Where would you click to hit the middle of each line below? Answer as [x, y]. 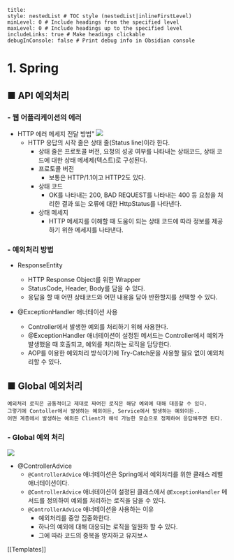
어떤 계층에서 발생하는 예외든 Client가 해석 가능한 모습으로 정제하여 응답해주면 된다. [115, 418]
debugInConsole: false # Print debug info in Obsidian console [101, 40]
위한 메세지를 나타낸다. [93, 230]
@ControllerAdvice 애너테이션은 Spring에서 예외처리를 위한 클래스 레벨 [125, 474]
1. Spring [33, 68]
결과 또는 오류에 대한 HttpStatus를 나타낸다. [122, 203]
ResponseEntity [40, 265]
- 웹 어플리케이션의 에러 [44, 117]
